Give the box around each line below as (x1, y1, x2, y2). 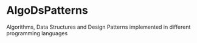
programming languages (6, 29, 68, 36)
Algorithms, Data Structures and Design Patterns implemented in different (6, 23, 191, 30)
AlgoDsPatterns (6, 4, 88, 17)
